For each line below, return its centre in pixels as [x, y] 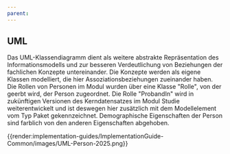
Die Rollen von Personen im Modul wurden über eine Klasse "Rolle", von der [114, 87]
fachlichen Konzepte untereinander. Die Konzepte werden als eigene [104, 72]
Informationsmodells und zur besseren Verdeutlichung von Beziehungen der [115, 65]
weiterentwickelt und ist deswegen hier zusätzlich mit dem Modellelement [112, 108]
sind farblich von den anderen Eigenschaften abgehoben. [88, 123]
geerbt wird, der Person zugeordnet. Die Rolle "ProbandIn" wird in [101, 94]
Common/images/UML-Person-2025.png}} [68, 144]
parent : [18, 13]
